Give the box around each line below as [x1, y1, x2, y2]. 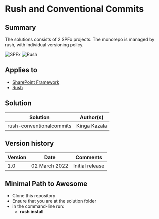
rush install [19, 209, 44, 215]
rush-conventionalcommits [7, 122, 72, 129]
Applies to [5, 66, 38, 74]
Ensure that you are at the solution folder [12, 198, 96, 204]
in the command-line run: [12, 203, 65, 209]
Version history [5, 139, 54, 148]
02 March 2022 [31, 162, 69, 169]
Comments [75, 154, 102, 161]
